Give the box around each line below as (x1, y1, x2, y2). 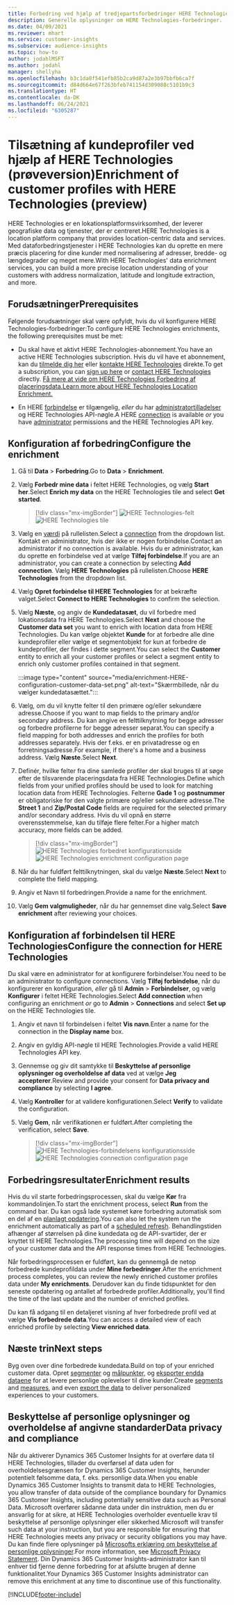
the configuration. (17, 1105, 69, 1113)
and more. (8, 278, 37, 286)
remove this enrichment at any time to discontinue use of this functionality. (8, 1577, 222, 1585)
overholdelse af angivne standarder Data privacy (8, 1422, 223, 1434)
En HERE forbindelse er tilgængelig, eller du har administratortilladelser (17, 402, 222, 411)
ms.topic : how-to (8, 49, 58, 56)
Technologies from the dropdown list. (17, 574, 127, 582)
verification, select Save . (17, 1125, 90, 1134)
